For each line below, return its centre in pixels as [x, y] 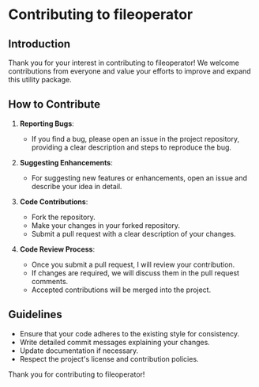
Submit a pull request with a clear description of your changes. [133, 233]
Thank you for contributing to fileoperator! [77, 374]
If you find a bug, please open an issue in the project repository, [135, 138]
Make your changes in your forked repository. [105, 225]
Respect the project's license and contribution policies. [109, 359]
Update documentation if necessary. [79, 351]
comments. [50, 281]
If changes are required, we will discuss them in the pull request [135, 273]
